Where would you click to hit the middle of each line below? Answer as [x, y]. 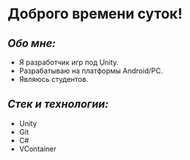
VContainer [38, 149]
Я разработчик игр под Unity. [69, 62]
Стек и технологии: [58, 104]
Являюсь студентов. [53, 79]
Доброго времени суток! [95, 14]
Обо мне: [32, 43]
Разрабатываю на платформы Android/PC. [91, 71]
